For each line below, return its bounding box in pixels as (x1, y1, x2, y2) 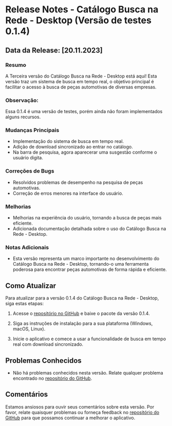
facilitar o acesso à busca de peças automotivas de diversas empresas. (5, 84, 157, 90)
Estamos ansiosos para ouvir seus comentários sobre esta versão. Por (5, 403, 155, 410)
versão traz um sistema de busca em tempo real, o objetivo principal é (5, 78, 154, 84)
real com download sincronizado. (12, 341, 84, 347)
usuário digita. (12, 155, 44, 161)
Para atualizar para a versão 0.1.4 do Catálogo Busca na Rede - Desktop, (5, 295, 159, 301)
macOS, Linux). (12, 326, 46, 332)
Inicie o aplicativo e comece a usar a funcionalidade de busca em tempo (12, 336, 166, 342)
